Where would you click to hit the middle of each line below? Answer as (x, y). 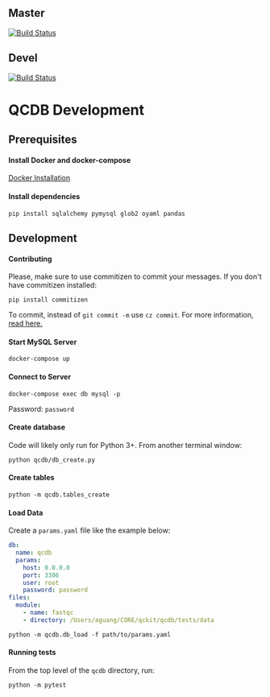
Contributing (30, 259)
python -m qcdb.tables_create (59, 495)
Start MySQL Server (43, 342)
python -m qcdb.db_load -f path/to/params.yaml (90, 635)
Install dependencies (44, 196)
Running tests (32, 653)
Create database (37, 427)
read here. (25, 324)
